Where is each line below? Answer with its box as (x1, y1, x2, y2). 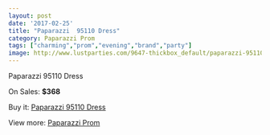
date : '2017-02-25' (8, 19, 74, 27)
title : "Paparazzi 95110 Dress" (8, 27, 121, 35)
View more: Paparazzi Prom (8, 118, 100, 127)
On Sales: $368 (8, 87, 61, 96)
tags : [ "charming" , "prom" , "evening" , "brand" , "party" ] (8, 42, 193, 50)
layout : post (8, 11, 52, 20)
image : (8, 49, 31, 57)
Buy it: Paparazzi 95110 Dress (8, 102, 106, 112)
